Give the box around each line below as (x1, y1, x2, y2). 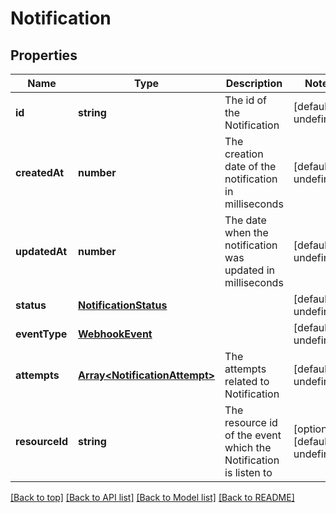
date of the (224, 160, 277, 173)
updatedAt (15, 245, 68, 258)
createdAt (15, 166, 65, 179)
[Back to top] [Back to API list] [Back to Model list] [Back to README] (10, 492, 295, 503)
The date (224, 213, 267, 227)
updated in (224, 263, 275, 277)
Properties (10, 47, 78, 64)
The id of (224, 93, 268, 107)
